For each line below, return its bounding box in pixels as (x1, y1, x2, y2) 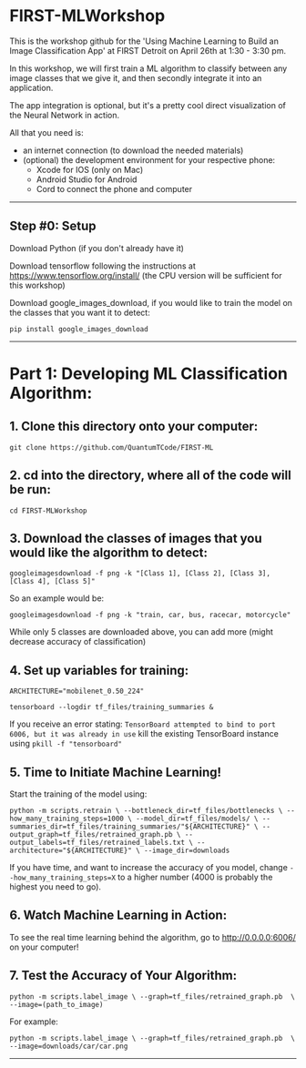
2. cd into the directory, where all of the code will (9, 468, 291, 483)
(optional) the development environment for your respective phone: (22, 154, 276, 165)
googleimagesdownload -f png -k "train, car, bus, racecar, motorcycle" (9, 611, 291, 620)
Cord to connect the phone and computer (36, 183, 193, 194)
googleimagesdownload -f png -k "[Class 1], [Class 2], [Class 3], (9, 569, 271, 578)
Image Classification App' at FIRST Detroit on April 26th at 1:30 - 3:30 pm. (9, 45, 287, 56)
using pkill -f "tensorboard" (9, 738, 123, 749)
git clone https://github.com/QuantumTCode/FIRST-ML (9, 442, 214, 452)
